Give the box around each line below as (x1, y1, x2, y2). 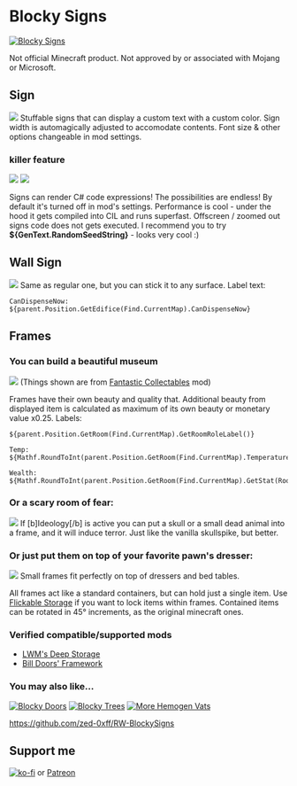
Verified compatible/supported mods (9, 629, 172, 642)
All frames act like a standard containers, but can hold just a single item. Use (9, 588, 288, 599)
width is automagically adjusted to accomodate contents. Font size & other (9, 121, 281, 132)
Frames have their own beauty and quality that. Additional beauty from (9, 393, 267, 404)
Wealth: (9, 468, 38, 478)
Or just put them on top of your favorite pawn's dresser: (9, 549, 254, 562)
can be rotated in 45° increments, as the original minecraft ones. (9, 607, 245, 618)
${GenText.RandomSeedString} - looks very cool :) (9, 230, 200, 240)
